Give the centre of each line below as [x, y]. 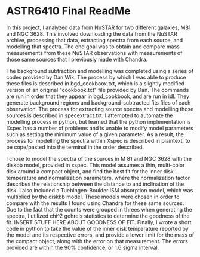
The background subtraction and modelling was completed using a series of [100, 71]
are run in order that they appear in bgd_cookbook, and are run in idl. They [98, 96]
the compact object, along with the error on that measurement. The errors [97, 241]
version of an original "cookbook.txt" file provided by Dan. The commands [98, 90]
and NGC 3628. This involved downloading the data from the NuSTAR [92, 33]
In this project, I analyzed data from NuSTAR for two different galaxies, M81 [99, 27]
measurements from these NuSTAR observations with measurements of [94, 53]
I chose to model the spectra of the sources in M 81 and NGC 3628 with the [99, 158]
